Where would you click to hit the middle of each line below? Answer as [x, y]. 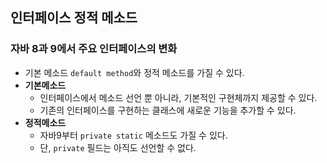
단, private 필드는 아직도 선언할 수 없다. [118, 147]
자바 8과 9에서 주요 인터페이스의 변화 [94, 49]
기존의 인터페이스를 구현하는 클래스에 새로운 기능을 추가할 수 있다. [168, 110]
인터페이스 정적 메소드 [74, 18]
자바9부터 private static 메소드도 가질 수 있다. [133, 135]
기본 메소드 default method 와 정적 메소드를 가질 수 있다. [134, 72]
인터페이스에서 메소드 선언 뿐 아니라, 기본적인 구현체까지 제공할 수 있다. [178, 97]
